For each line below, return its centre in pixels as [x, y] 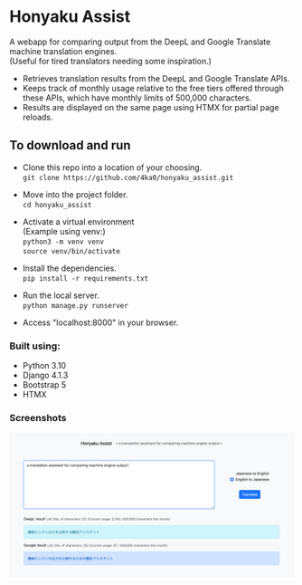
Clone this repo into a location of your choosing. [112, 167]
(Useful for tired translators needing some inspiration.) [111, 61]
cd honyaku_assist [57, 205]
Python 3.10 [44, 366]
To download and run [70, 145]
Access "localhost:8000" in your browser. [100, 322]
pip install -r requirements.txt [85, 278]
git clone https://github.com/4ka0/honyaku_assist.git [128, 177]
